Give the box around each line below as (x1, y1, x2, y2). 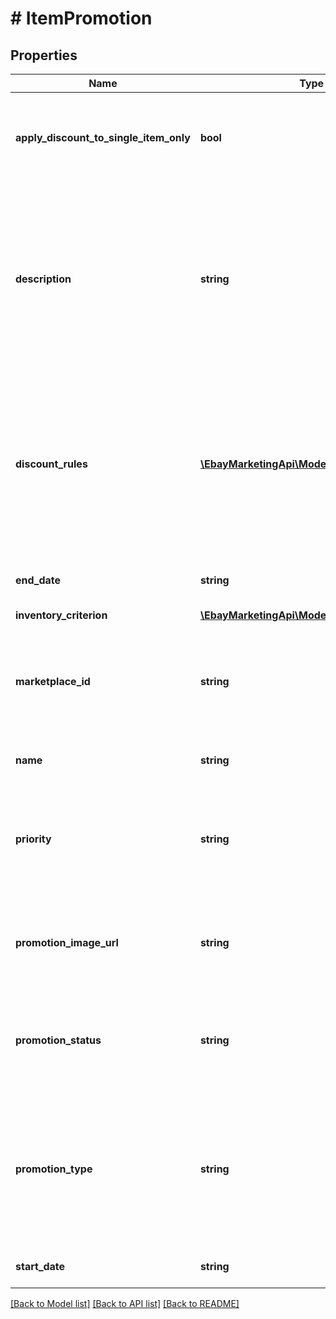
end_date (15, 573, 62, 587)
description (15, 272, 72, 286)
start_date (15, 1260, 66, 1273)
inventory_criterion (15, 608, 108, 622)
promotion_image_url (15, 936, 119, 949)
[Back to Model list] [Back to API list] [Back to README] (10, 1298, 240, 1309)
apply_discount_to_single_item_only (15, 131, 191, 144)
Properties (10, 47, 78, 64)
